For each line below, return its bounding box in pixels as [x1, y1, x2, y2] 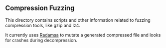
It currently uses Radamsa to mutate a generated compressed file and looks [5, 32, 161, 38]
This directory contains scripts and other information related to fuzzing [5, 17, 151, 23]
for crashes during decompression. [5, 37, 78, 43]
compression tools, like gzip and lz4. [5, 22, 81, 28]
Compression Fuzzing [5, 4, 75, 12]
